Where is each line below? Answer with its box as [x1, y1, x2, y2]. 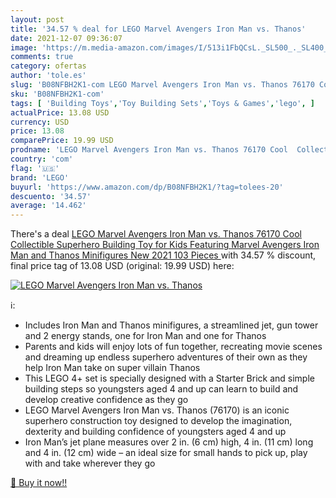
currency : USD [10, 117, 70, 127]
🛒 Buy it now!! [10, 477, 68, 489]
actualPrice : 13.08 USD [10, 107, 110, 118]
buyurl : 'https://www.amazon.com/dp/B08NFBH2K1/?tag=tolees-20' [10, 182, 284, 192]
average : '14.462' [10, 201, 87, 211]
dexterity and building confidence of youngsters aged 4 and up [24, 426, 287, 438]
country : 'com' [10, 154, 74, 164]
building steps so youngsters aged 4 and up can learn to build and [24, 383, 299, 395]
